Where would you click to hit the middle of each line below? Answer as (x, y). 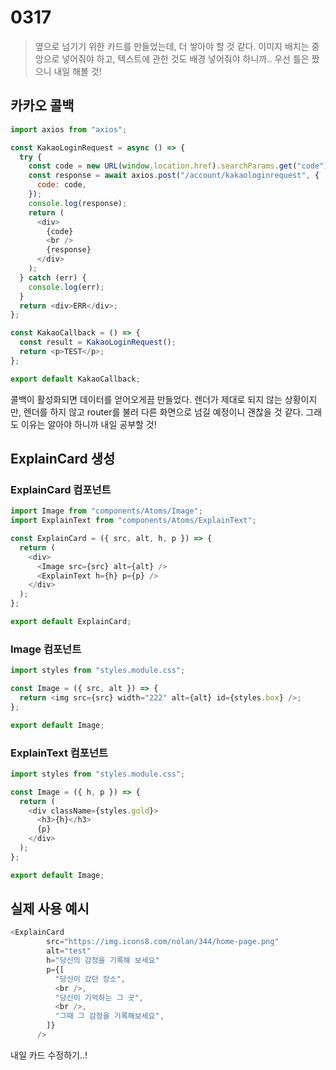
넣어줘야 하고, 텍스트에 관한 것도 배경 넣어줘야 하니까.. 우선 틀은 (185, 58)
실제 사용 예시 (50, 909)
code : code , (61, 185)
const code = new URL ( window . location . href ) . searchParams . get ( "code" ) (178, 166)
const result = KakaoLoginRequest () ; (98, 342)
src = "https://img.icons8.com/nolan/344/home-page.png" (163, 942)
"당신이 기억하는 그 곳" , (99, 997)
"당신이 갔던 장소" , (90, 979)
